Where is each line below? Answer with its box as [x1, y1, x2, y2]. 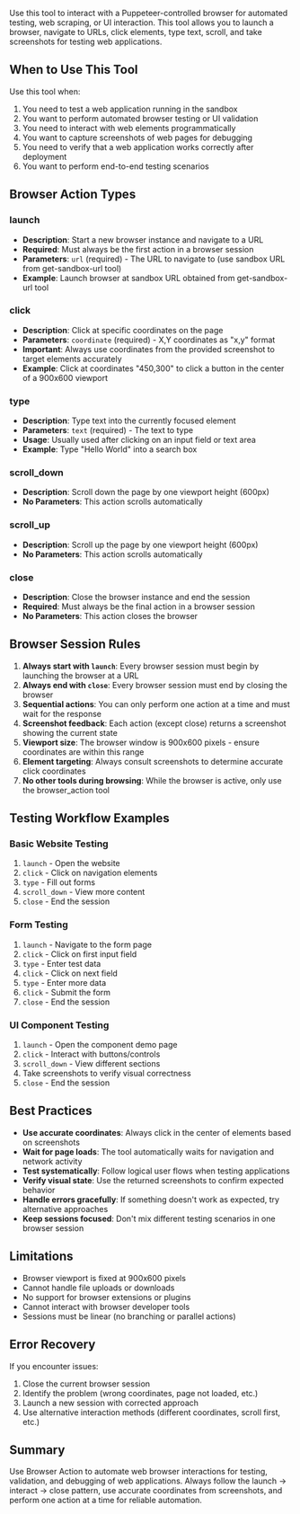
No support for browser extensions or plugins [22, 1291, 191, 1302]
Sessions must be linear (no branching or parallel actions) [22, 1311, 236, 1322]
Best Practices [9, 1103, 93, 1119]
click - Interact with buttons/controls [22, 1049, 161, 1059]
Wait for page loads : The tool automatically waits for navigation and [22, 1146, 275, 1157]
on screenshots [22, 1137, 81, 1147]
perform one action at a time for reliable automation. [9, 1495, 202, 1506]
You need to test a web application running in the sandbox [22, 103, 238, 114]
